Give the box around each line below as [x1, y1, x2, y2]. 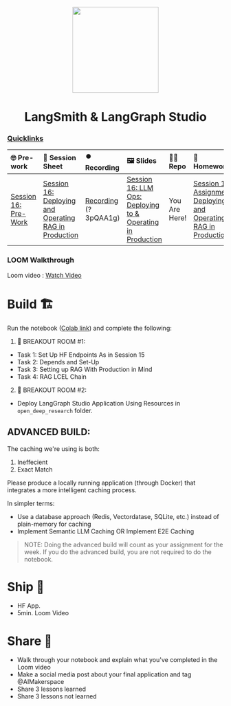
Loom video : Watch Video [7, 271, 82, 279]
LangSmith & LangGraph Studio [23, 109, 208, 125]
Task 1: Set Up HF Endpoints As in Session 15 [16, 351, 145, 359]
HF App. [16, 602, 41, 610]
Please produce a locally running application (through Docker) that [7, 478, 196, 487]
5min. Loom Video [16, 609, 69, 617]
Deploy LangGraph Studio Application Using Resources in [16, 399, 181, 407]
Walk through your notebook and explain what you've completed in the [16, 656, 218, 664]
